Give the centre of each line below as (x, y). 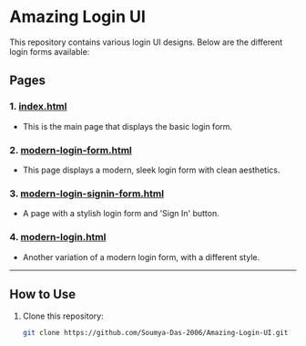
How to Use (43, 294)
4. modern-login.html (58, 237)
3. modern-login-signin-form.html (87, 194)
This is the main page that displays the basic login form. (127, 126)
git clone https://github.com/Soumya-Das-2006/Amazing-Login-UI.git (155, 333)
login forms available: (50, 51)
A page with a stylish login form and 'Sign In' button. (121, 214)
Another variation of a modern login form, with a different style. (141, 257)
